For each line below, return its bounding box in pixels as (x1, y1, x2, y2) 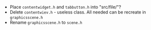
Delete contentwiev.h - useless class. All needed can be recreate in (9, 9, 146, 15)
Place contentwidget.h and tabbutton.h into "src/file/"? (9, 4, 122, 10)
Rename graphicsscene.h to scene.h (9, 19, 82, 25)
